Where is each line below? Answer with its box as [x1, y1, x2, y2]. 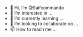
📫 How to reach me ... [10, 26, 57, 32]
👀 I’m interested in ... [10, 10, 53, 16]
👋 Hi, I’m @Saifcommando [10, 5, 64, 10]
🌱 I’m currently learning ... [10, 15, 64, 21]
